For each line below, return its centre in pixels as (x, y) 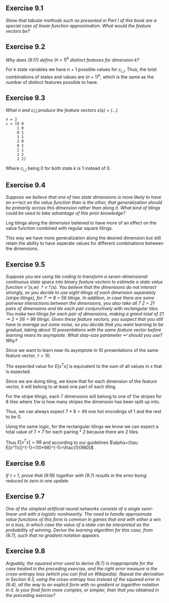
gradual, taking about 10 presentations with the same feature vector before (84, 330)
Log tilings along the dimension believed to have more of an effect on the (81, 223)
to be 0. (14, 417)
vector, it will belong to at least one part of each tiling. (61, 387)
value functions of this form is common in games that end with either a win (83, 519)
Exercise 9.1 (25, 8)
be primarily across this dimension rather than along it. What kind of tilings (83, 208)
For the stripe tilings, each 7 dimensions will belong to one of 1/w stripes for (84, 396)
